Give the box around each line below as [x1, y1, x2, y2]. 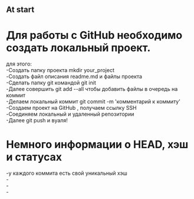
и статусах [6, 150, 63, 164]
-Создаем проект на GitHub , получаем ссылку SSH [6, 105, 137, 112]
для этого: [6, 60, 32, 67]
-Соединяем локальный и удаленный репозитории [6, 110, 134, 118]
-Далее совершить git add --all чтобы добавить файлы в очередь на [6, 86, 178, 93]
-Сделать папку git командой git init [6, 79, 96, 86]
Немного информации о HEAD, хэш [6, 138, 189, 151]
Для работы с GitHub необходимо [6, 28, 183, 42]
